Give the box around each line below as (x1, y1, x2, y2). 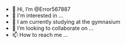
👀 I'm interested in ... (11, 12, 63, 19)
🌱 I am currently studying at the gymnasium (11, 18, 121, 25)
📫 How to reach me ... (11, 32, 68, 38)
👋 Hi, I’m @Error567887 (11, 6, 71, 12)
